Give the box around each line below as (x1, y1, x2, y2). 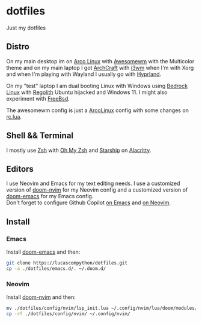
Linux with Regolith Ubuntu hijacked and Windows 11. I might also (6, 89, 168, 96)
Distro (6, 42, 30, 52)
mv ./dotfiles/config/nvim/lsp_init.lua (6, 306, 109, 312)
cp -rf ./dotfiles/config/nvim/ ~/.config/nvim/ (6, 310, 130, 317)
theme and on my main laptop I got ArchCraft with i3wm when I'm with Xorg (6, 64, 194, 71)
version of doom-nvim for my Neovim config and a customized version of (6, 186, 188, 193)
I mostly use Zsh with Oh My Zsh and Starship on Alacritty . (6, 146, 151, 154)
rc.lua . (6, 113, 22, 120)
